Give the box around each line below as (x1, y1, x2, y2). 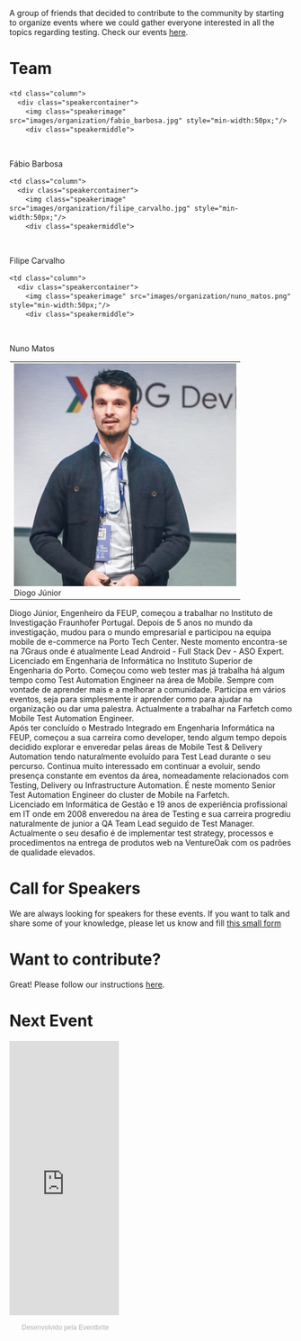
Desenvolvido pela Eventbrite (21, 1323, 110, 1332)
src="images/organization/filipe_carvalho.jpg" (9, 204, 191, 213)
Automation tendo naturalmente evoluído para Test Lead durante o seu (9, 751, 271, 762)
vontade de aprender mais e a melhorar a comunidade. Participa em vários (9, 684, 286, 695)
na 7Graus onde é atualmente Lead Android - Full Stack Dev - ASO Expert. (9, 646, 285, 657)
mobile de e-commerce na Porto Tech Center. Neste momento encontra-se (9, 637, 288, 648)
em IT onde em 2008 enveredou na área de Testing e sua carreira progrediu (9, 809, 291, 820)
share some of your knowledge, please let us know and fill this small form (9, 918, 281, 929)
